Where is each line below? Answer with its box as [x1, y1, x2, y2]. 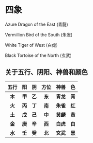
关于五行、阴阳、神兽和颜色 [5, 68, 88, 76]
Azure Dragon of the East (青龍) [5, 21, 69, 27]
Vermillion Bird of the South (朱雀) [5, 32, 73, 37]
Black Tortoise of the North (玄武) [5, 52, 72, 58]
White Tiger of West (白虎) [5, 42, 58, 48]
